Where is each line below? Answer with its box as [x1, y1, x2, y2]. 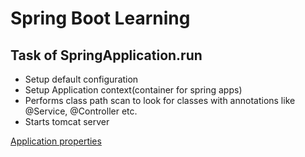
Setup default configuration [24, 73, 139, 85]
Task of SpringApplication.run [10, 47, 203, 64]
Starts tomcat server [24, 116, 110, 127]
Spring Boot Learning [10, 7, 191, 30]
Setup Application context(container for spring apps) [24, 84, 243, 96]
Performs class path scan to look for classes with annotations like [24, 95, 296, 106]
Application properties [10, 135, 102, 147]
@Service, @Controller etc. [24, 105, 138, 117]
